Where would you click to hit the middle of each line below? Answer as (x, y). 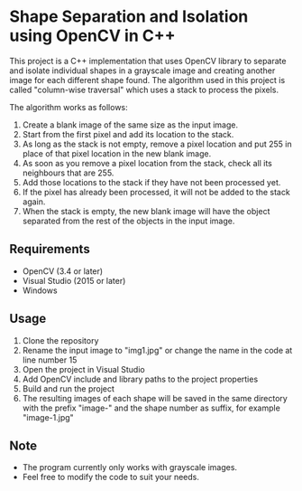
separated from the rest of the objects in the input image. (128, 221)
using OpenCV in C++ (92, 36)
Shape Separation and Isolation (129, 17)
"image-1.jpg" (48, 417)
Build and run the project (69, 388)
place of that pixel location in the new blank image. (117, 153)
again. (34, 202)
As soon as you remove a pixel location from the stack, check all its (147, 163)
